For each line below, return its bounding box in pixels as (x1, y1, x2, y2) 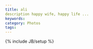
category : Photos (5, 20, 41, 26)
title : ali (5, 7, 28, 12)
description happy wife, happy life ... (5, 12, 90, 16)
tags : (5, 25, 16, 30)
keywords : (5, 16, 26, 21)
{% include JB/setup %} (5, 38, 54, 44)
